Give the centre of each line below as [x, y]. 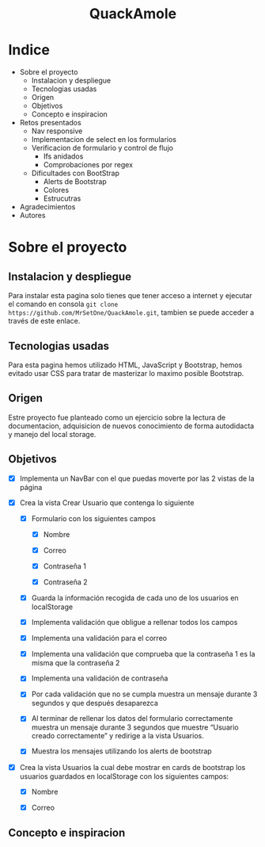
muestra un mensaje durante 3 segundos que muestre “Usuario [135, 727]
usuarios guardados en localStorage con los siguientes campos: [124, 776]
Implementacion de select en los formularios [104, 140]
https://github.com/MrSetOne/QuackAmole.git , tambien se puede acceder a [131, 312]
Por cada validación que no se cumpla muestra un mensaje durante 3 [144, 694]
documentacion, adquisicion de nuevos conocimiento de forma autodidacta [131, 426]
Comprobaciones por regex [88, 165]
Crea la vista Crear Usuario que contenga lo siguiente [107, 502]
